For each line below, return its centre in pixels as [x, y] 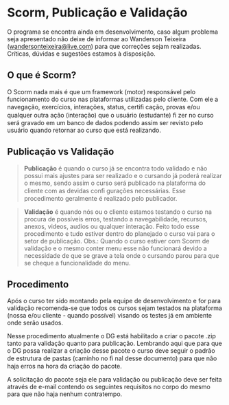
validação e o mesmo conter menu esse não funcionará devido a [115, 248]
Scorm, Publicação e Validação [97, 13]
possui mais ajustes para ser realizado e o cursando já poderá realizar [123, 175]
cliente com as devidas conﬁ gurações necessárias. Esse [105, 190]
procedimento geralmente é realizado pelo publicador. [100, 198]
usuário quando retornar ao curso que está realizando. [84, 130]
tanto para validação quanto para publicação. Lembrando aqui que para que [115, 343]
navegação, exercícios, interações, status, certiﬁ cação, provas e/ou [104, 107]
